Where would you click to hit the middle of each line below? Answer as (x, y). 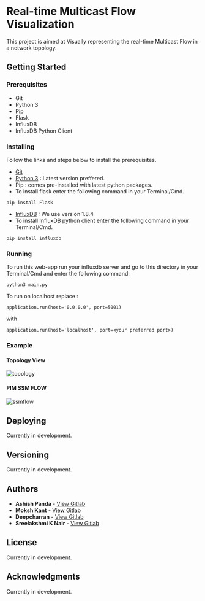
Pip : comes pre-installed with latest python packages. (84, 185)
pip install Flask (30, 203)
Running (19, 254)
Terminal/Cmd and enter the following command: (68, 274)
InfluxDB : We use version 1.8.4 (54, 214)
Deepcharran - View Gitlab (49, 516)
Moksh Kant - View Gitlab (48, 510)
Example (20, 346)
